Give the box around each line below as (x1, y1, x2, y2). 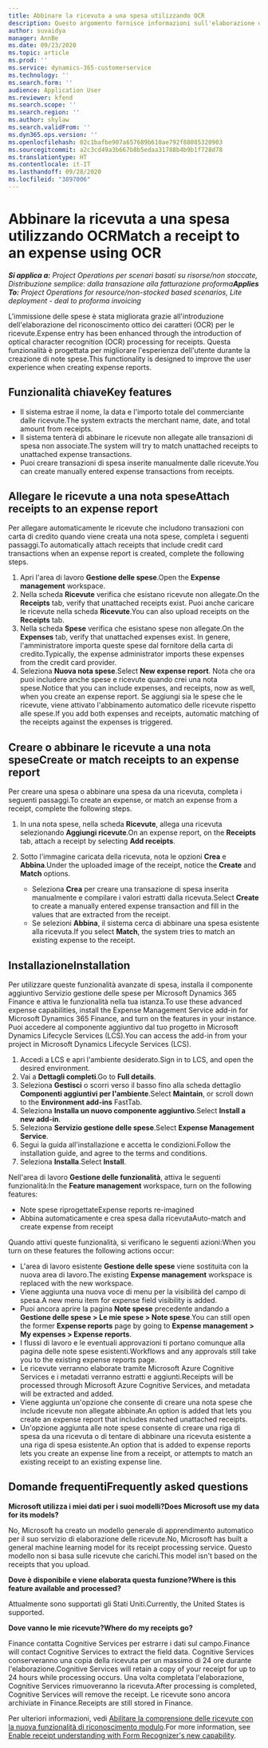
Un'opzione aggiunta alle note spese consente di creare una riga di (19, 1423, 241, 1433)
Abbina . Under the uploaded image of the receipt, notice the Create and (19, 860, 257, 870)
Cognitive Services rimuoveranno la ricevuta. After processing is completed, (8, 1681, 257, 1690)
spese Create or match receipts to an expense (8, 753, 239, 767)
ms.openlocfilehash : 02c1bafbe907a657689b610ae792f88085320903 (8, 138, 223, 146)
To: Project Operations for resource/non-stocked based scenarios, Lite (8, 287, 242, 297)
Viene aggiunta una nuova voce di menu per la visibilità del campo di (19, 1287, 246, 1297)
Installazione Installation (8, 958, 131, 972)
